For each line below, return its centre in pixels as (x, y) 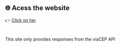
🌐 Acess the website (37, 8)
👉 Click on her (20, 20)
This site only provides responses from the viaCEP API (60, 39)
